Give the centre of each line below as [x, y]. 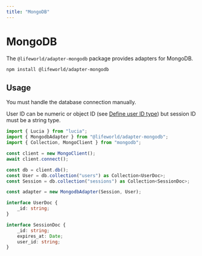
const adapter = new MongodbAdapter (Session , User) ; [74, 192]
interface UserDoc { [32, 203]
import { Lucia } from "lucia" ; [47, 131]
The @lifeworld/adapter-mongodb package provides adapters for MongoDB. [100, 58]
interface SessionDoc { [36, 225]
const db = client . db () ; [37, 170]
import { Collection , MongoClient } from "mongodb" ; [74, 143]
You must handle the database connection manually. [71, 102]
